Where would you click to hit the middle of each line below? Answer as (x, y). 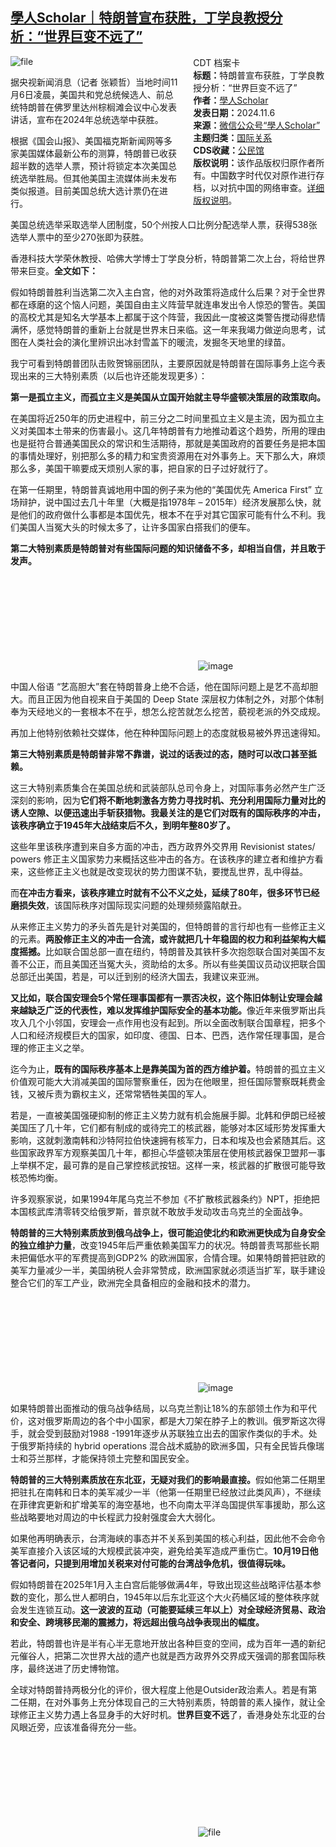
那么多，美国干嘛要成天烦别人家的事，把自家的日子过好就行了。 (141, 468)
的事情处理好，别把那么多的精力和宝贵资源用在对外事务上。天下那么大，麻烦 (168, 455)
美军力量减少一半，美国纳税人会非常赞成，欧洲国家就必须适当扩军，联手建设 (168, 1270)
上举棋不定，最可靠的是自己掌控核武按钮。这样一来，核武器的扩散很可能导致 (168, 1165)
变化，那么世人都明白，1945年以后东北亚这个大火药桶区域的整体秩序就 (173, 1597)
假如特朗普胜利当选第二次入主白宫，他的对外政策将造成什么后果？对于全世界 (168, 292)
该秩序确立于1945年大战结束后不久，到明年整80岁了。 (123, 825)
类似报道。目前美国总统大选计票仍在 (85, 190)
